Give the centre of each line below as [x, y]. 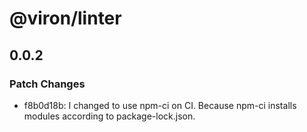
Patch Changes [47, 84]
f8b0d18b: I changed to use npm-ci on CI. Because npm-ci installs [160, 105]
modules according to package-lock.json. [109, 116]
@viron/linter [65, 18]
